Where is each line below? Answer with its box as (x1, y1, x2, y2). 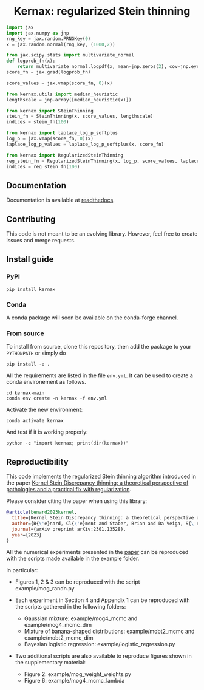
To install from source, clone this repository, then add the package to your (6, 343, 192, 350)
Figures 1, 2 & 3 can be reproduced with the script (15, 578, 141, 586)
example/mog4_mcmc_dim (24, 621, 92, 629)
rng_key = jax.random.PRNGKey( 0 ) (6, 35, 91, 42)
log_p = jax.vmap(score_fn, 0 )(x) (6, 135, 94, 142)
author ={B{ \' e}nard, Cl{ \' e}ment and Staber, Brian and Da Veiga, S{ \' (12, 521, 197, 527)
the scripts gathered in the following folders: (15, 603, 126, 610)
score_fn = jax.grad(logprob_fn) (6, 69, 91, 75)
